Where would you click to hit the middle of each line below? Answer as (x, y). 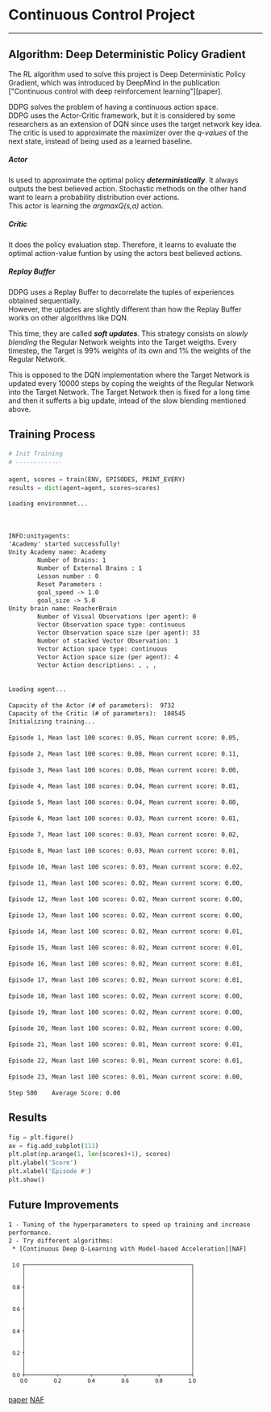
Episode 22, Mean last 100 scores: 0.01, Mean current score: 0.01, (126, 1060)
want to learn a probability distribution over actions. (94, 197)
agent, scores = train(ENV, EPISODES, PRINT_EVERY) (97, 480)
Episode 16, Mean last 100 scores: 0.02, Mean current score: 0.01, (126, 964)
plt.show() (27, 1180)
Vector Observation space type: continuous (111, 624)
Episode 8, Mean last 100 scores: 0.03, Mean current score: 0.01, (124, 851)
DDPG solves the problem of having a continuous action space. (114, 107)
